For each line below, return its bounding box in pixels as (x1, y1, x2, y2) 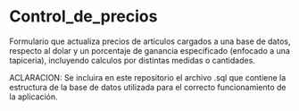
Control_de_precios (9, 6, 158, 27)
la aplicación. (9, 91, 58, 102)
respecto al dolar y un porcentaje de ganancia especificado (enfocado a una (9, 45, 290, 55)
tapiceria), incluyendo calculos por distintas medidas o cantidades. (9, 55, 256, 65)
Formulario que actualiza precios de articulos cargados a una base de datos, (9, 36, 291, 47)
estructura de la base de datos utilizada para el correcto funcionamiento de (9, 81, 287, 92)
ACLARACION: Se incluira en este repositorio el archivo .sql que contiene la (9, 72, 287, 82)
